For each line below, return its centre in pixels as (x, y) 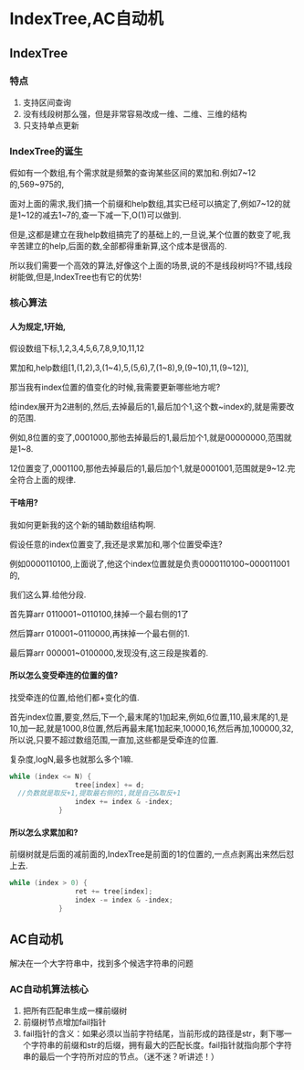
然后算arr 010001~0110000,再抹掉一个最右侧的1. (100, 633)
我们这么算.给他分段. (48, 594)
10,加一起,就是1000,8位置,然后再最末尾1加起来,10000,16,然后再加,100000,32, (152, 728)
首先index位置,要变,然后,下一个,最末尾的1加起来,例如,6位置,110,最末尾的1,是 (149, 717)
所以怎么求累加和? (44, 832)
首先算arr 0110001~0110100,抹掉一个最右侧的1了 (100, 614)
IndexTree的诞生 (47, 151)
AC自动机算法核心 (49, 989)
